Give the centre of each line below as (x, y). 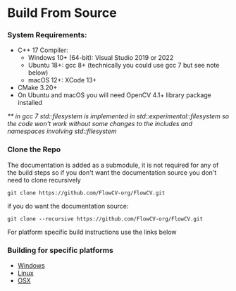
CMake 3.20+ (37, 88)
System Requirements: (47, 35)
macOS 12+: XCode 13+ (62, 80)
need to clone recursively (44, 180)
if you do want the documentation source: (68, 206)
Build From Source (62, 13)
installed (30, 103)
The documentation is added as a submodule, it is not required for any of (113, 165)
